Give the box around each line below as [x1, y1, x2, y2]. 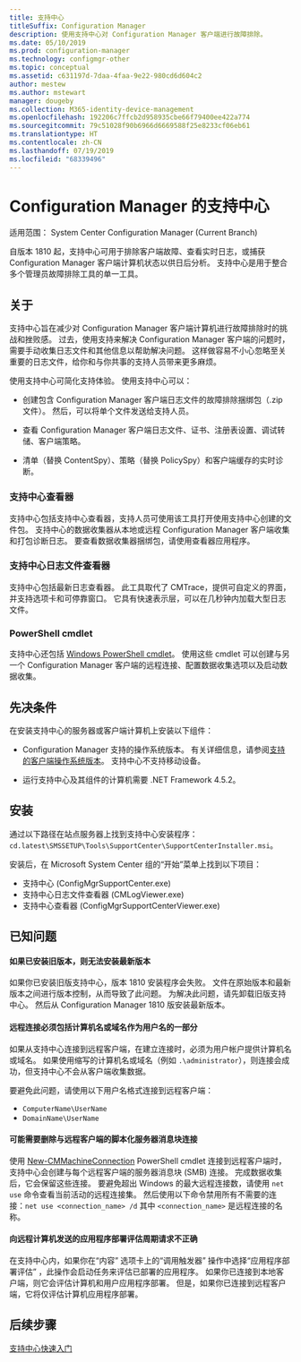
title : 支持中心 [9, 13, 64, 22]
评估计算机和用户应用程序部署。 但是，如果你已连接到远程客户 [56, 1277, 287, 1288]
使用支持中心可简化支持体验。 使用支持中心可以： [9, 375, 193, 386]
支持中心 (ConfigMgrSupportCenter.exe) [21, 878, 172, 888]
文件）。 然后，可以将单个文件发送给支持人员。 [21, 406, 194, 416]
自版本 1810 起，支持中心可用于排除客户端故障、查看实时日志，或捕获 [9, 246, 266, 257]
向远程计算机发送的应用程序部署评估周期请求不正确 [9, 1233, 198, 1245]
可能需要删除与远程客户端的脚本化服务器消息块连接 [9, 1134, 198, 1144]
